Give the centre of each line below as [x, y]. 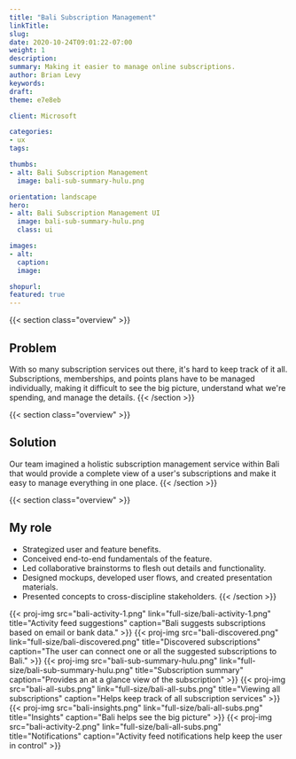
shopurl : [25, 286]
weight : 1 [27, 51]
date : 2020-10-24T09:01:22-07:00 [71, 42]
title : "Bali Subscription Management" [83, 17]
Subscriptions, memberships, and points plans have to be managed [132, 379]
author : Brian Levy [45, 75]
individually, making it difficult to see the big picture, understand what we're [148, 387]
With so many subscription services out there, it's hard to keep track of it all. [148, 369]
